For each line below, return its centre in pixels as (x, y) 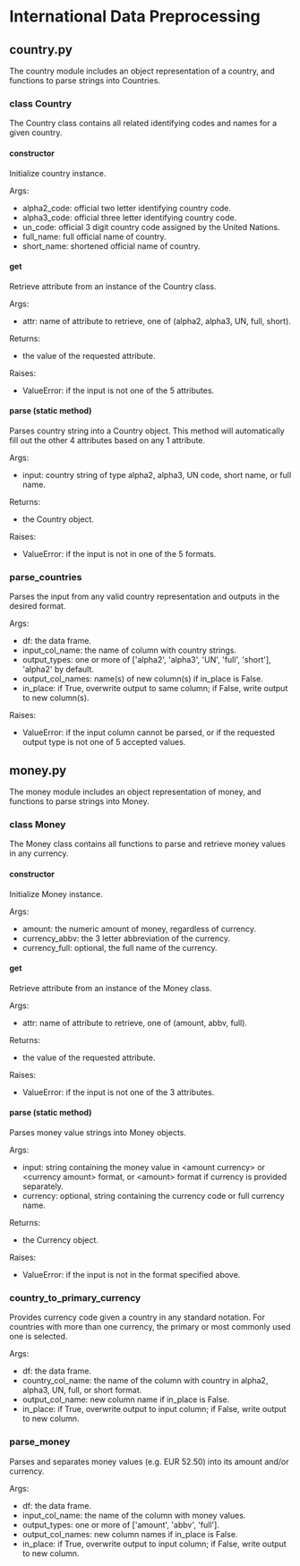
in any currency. (39, 853)
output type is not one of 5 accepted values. (104, 742)
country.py (41, 50)
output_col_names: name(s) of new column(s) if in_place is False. (143, 679)
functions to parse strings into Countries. (85, 81)
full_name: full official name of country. (94, 236)
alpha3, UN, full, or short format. (82, 1391)
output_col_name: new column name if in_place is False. (126, 1399)
